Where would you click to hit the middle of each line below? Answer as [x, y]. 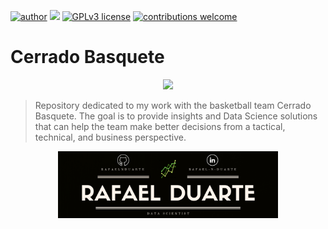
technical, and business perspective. [110, 137]
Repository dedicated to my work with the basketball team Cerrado [173, 105]
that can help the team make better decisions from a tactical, [160, 126]
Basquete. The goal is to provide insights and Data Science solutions [176, 116]
